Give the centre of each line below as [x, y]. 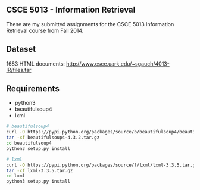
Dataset [21, 49]
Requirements [33, 89]
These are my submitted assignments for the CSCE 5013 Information [90, 24]
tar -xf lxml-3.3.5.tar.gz [40, 170]
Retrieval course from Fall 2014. [45, 30]
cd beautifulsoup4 [29, 143]
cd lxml [16, 176]
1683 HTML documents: [36, 63]
